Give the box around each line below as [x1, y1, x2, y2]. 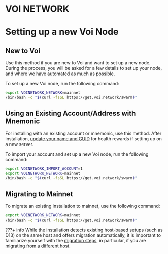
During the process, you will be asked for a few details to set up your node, [5, 65, 162, 71]
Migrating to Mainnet [5, 190, 73, 198]
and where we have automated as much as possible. [5, 70, 115, 77]
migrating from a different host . [5, 243, 71, 249]
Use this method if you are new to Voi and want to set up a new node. [5, 60, 151, 66]
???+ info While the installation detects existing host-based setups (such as [5, 227, 163, 233]
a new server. [5, 141, 34, 147]
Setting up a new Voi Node [5, 26, 119, 38]
